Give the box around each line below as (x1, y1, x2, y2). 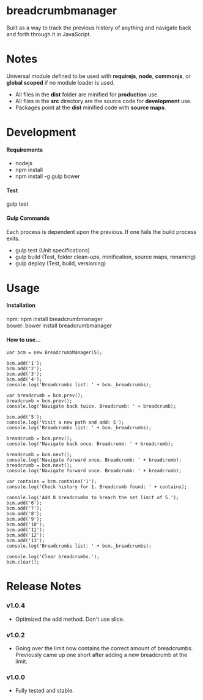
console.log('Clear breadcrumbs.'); (6, 554, 100, 560)
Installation (6, 301, 35, 309)
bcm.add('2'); (6, 366, 43, 372)
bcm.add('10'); (6, 521, 45, 528)
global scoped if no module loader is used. (6, 79, 115, 86)
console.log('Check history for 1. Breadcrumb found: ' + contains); (6, 484, 188, 490)
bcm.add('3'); (6, 371, 43, 378)
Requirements (6, 146, 43, 154)
